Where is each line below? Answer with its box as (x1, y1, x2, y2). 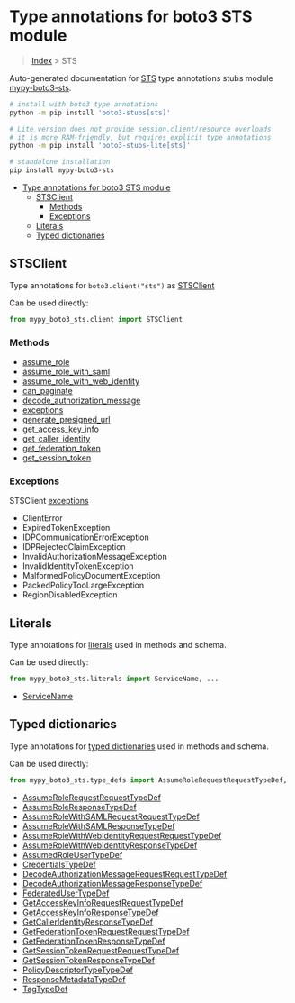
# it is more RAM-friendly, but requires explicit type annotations (9, 132, 272, 141)
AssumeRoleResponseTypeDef (22, 801, 137, 812)
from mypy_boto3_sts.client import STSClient (9, 315, 183, 324)
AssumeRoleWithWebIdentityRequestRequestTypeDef (22, 830, 222, 841)
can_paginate (22, 386, 74, 397)
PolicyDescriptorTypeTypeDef (22, 964, 133, 975)
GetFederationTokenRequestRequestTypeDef (22, 925, 191, 936)
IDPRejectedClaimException (22, 542, 126, 552)
